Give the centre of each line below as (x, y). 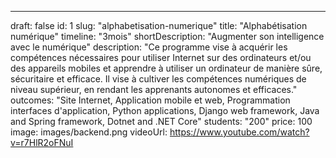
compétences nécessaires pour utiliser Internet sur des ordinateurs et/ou (161, 57)
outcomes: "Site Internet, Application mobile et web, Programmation (150, 100)
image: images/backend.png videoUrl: (89, 132)
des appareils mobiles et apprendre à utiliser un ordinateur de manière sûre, (166, 68)
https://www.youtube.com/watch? (239, 132)
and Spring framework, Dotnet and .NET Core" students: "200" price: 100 (161, 121)
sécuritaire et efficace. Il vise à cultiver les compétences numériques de (158, 79)
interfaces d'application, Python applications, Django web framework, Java (165, 110)
